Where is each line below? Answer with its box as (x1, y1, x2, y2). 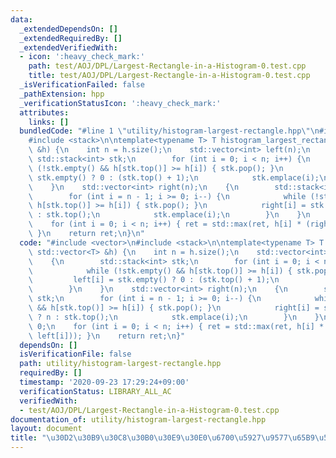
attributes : (19, 107, 70, 118)
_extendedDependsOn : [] (19, 24, 118, 34)
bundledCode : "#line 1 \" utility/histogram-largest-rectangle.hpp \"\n (19, 126, 320, 136)
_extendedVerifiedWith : (19, 42, 118, 53)
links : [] (28, 117, 70, 127)
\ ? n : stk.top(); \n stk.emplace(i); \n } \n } (28, 312, 320, 322)
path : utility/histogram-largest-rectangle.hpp (19, 359, 222, 369)
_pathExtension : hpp (19, 89, 105, 99)
